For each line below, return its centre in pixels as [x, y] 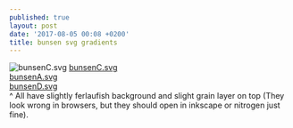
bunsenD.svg [33, 86]
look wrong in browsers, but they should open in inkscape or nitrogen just [145, 105]
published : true [39, 17]
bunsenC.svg [93, 68]
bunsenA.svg [33, 77]
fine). [19, 115]
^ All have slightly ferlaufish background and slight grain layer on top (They [147, 96]
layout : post [33, 26]
